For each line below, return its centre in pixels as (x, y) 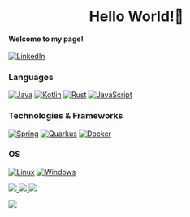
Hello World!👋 (136, 17)
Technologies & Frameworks (66, 116)
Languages (31, 77)
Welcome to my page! (46, 39)
